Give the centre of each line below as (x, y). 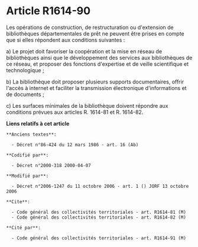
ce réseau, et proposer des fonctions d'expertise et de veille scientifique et (98, 64)
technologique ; (25, 70)
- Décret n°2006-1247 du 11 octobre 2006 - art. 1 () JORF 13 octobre (100, 186)
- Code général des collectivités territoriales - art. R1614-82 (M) (99, 217)
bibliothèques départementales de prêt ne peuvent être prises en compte (95, 33)
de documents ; (25, 94)
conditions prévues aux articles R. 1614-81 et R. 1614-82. (75, 112)
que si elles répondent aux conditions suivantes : (66, 40)
